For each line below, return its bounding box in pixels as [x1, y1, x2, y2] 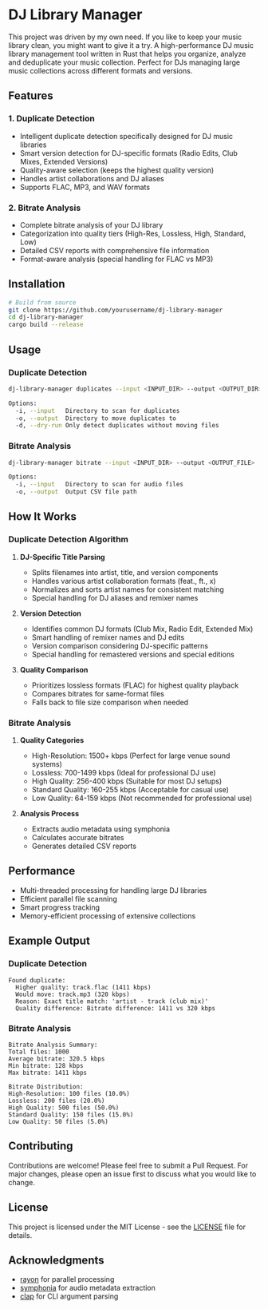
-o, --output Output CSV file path [15, 488, 137, 496]
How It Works [8, 510, 77, 524]
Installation [8, 277, 65, 291]
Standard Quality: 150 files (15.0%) [8, 1110, 134, 1119]
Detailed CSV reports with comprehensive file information [19, 245, 210, 255]
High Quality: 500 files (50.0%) [8, 1104, 120, 1112]
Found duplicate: [8, 976, 66, 984]
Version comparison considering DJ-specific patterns [31, 641, 209, 650]
